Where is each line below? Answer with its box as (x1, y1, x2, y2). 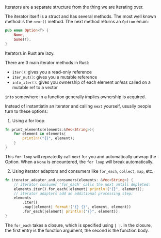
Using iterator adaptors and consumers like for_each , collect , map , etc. (12, 168, 154, 174)
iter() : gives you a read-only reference (12, 69, 92, 74)
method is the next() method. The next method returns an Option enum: (5, 19, 149, 24)
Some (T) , (14, 37, 32, 42)
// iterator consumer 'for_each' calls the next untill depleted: (14, 182, 151, 187)
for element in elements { (14, 132, 66, 136)
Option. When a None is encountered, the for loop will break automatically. (5, 159, 154, 164)
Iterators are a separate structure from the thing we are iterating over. (5, 4, 144, 10)
